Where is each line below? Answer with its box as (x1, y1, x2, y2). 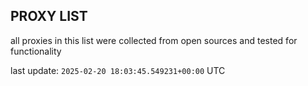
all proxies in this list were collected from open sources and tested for (10, 34, 298, 46)
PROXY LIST (10, 8, 88, 25)
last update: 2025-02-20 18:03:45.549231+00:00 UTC (10, 64, 226, 76)
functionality (10, 45, 62, 57)
